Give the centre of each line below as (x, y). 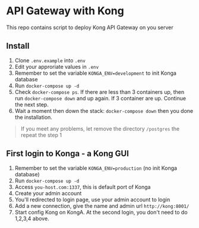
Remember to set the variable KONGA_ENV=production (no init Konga (96, 168)
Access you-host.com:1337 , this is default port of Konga (83, 187)
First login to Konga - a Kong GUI (68, 153)
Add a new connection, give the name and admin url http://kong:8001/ (102, 205)
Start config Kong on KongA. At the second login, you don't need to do (101, 212)
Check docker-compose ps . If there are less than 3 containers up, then (99, 92)
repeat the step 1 (41, 135)
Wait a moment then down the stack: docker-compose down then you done (104, 110)
